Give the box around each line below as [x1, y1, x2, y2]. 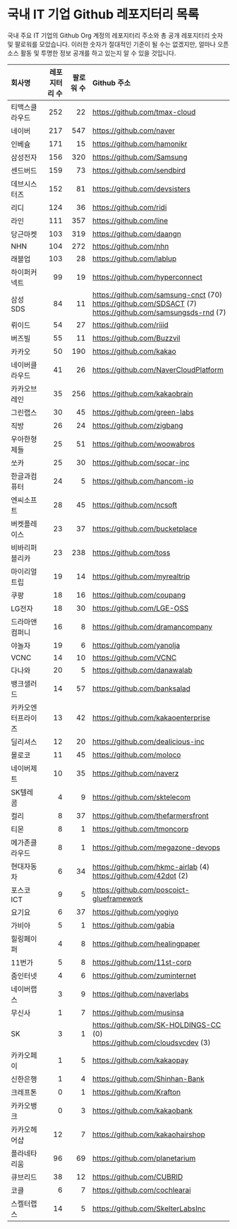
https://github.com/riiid [92, 319, 169, 329]
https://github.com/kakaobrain [92, 388, 193, 398]
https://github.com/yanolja [92, 640, 181, 650]
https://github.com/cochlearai [92, 1185, 192, 1194]
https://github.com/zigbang [92, 420, 183, 430]
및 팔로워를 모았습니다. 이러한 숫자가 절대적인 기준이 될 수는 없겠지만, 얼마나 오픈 [7, 40, 229, 48]
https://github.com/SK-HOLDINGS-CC [92, 1020, 221, 1030]
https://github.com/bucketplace [92, 523, 197, 533]
